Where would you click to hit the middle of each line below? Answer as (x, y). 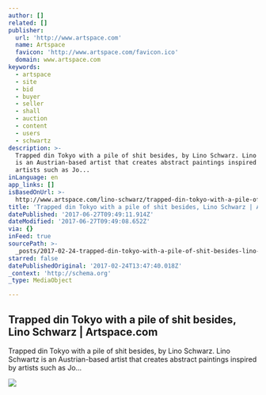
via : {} (21, 229)
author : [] (26, 15)
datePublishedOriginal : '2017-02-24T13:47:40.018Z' (95, 266)
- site (26, 82)
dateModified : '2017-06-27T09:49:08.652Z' (79, 222)
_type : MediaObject (40, 281)
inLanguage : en (33, 178)
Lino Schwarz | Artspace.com (83, 332)
